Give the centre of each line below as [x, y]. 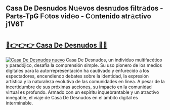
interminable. [19, 103]
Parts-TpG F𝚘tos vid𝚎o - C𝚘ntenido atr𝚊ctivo [78, 16]
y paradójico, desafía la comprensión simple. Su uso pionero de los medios [84, 65]
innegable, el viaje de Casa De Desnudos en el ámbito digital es [72, 98]
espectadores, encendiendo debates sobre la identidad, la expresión [77, 76]
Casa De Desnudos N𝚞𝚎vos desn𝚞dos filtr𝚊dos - [84, 8]
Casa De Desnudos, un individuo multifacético [114, 60]
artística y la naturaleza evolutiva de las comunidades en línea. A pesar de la [85, 81]
